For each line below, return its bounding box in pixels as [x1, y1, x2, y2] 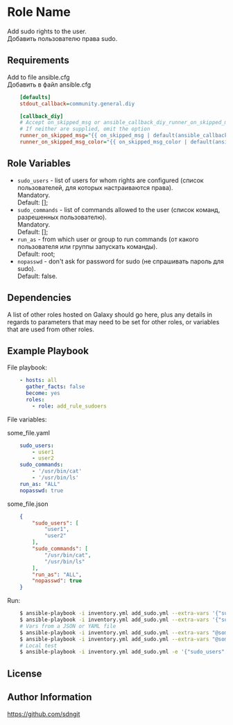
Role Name [7, 4, 71, 20]
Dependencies [7, 292, 71, 304]
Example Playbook [7, 344, 89, 357]
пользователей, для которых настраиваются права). [17, 183, 173, 191]
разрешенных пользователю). [17, 213, 107, 221]
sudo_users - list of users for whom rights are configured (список [17, 176, 204, 184]
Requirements [7, 55, 69, 67]
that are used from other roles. [7, 325, 95, 333]
